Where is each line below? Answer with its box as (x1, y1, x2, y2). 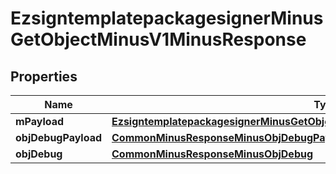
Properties (10, 68, 78, 85)
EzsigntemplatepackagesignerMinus (10, 7, 324, 30)
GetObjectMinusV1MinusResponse (10, 28, 307, 51)
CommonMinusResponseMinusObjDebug (111, 147, 314, 161)
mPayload (15, 115, 65, 128)
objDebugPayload (15, 131, 103, 144)
